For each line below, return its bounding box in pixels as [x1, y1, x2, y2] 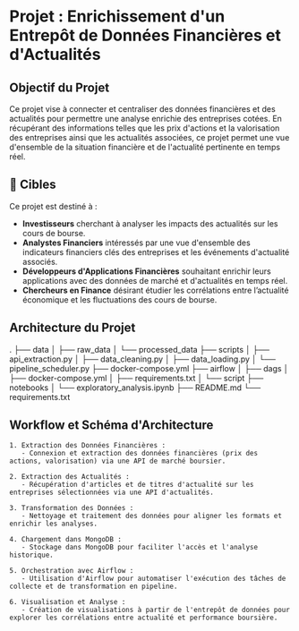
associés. [21, 256, 58, 267]
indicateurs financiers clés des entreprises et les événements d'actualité [21, 246, 290, 257]
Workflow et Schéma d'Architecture [9, 418, 214, 433]
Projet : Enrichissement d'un [9, 6, 226, 27]
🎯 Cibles [9, 177, 56, 192]
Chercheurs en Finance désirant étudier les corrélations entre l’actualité [21, 285, 289, 295]
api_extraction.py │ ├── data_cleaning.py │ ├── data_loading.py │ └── [9, 354, 276, 364]
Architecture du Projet [9, 320, 136, 336]
